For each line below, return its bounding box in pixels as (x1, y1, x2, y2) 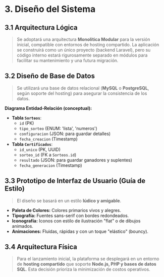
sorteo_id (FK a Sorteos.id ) (19, 151, 77, 157)
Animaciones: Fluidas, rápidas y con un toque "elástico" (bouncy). (11, 228, 149, 234)
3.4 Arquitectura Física (4, 243, 77, 251)
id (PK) (19, 120, 34, 126)
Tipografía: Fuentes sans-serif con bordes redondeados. (11, 212, 129, 218)
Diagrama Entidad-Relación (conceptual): (4, 105, 92, 111)
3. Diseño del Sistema (4, 3, 96, 15)
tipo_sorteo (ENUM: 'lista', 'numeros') (19, 125, 98, 131)
